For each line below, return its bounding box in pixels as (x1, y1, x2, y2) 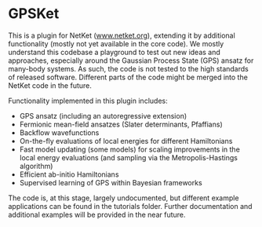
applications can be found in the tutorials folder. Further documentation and (8, 201, 253, 211)
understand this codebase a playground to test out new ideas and (8, 47, 221, 57)
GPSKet (8, 5, 60, 23)
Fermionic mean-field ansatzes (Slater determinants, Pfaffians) (19, 119, 224, 129)
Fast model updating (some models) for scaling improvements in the (19, 145, 241, 154)
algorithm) (19, 161, 53, 170)
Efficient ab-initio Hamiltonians (19, 170, 119, 179)
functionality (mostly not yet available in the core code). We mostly (8, 38, 224, 48)
